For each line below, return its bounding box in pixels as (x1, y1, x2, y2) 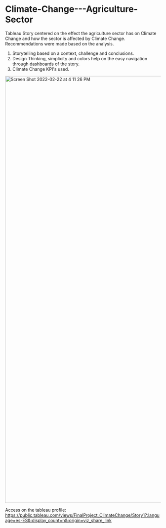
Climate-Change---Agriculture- (5, 3, 138, 15)
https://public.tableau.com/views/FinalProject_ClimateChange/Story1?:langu (5, 512, 160, 518)
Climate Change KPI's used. (12, 66, 69, 72)
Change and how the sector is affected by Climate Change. (5, 36, 125, 41)
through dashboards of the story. (12, 61, 80, 67)
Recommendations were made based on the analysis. (5, 41, 114, 46)
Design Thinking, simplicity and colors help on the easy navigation (12, 55, 147, 61)
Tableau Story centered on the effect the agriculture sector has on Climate (5, 30, 157, 36)
